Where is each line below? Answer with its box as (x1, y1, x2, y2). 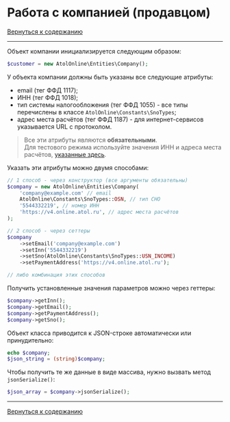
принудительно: (7, 336, 54, 344)
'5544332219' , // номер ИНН (19, 202, 99, 210)
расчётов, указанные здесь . (23, 150, 107, 158)
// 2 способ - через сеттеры (7, 227, 90, 234)
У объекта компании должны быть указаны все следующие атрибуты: (7, 73, 214, 81)
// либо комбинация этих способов (7, 272, 106, 279)
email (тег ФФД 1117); (16, 86, 79, 94)
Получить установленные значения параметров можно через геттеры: (7, 284, 216, 293)
